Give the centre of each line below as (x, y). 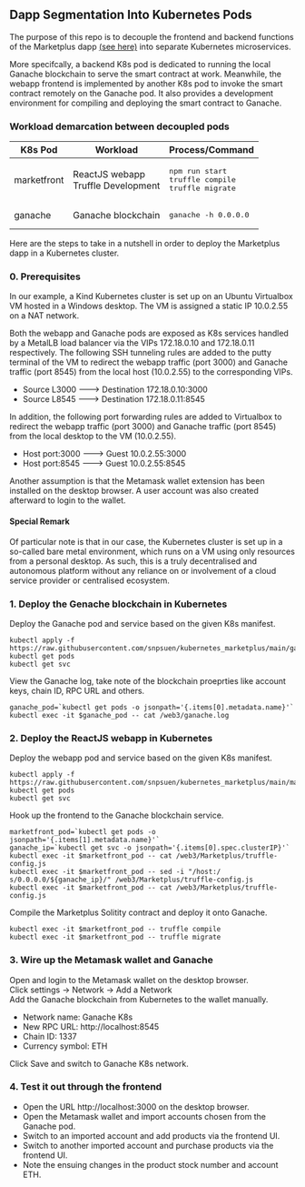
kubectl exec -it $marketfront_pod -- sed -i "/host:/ (115, 872)
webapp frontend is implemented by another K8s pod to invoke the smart (146, 83)
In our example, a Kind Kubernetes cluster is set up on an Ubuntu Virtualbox (151, 297)
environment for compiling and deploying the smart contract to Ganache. (146, 103)
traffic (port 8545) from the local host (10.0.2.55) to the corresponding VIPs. (151, 372)
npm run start (198, 171)
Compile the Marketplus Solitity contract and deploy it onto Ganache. (138, 912)
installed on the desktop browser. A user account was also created (134, 491)
